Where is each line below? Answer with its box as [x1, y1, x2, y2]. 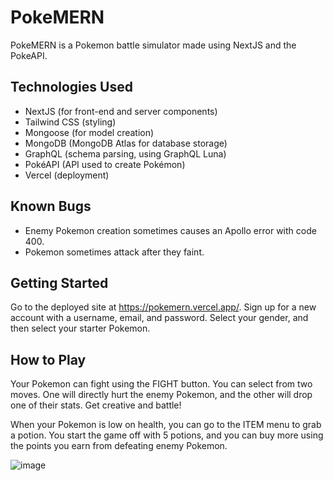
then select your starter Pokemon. [10, 322, 151, 335]
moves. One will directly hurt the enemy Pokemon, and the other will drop [10, 389, 313, 401]
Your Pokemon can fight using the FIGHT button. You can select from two [10, 378, 313, 390]
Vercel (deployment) [24, 169, 110, 181]
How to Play [10, 351, 87, 368]
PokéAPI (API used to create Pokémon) [24, 158, 186, 170]
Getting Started [10, 274, 109, 291]
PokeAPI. [10, 49, 48, 61]
